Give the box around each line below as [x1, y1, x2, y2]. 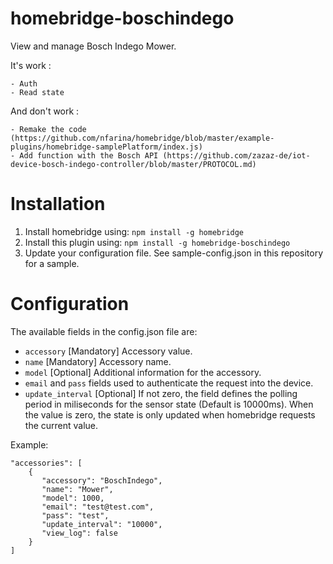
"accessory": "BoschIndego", [41, 475, 163, 486]
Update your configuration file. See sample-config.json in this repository [24, 247, 324, 259]
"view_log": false [41, 528, 118, 538]
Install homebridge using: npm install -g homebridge [24, 225, 245, 237]
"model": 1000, [41, 493, 105, 503]
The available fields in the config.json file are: [10, 325, 198, 337]
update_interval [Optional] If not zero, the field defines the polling [24, 387, 298, 399]
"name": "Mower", [41, 484, 114, 494]
